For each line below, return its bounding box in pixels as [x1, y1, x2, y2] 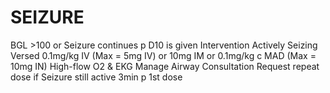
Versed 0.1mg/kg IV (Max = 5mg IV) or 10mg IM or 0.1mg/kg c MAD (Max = [10, 49, 317, 61]
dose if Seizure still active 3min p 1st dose [10, 71, 183, 83]
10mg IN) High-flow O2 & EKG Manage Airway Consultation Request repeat [10, 60, 320, 72]
